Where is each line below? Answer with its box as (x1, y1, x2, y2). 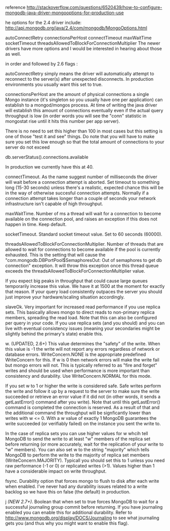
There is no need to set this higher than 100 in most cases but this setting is (5, 128, 163, 134)
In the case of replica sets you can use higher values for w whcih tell (5, 430, 148, 436)
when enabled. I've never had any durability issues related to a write (5, 483, 148, 489)
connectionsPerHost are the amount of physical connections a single (5, 91, 149, 97)
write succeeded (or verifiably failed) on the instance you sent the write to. (5, 421, 161, 426)
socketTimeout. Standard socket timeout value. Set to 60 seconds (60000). (5, 231, 163, 237)
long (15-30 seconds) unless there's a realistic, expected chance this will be (5, 185, 163, 190)
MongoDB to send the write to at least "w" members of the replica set (5, 436, 151, 442)
